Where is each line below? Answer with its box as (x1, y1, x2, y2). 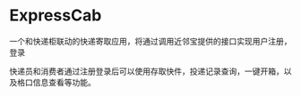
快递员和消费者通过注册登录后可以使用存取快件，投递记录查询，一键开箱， (9, 66, 284, 76)
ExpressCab (9, 5, 102, 26)
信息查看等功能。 (32, 76, 96, 87)
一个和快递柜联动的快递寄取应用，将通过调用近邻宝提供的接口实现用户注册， (9, 36, 292, 46)
